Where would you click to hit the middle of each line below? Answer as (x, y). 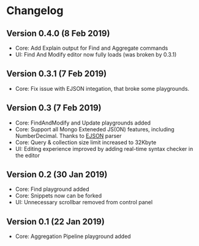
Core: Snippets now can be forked (58, 196)
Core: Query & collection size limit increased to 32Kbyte (86, 142)
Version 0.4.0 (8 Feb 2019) (58, 33)
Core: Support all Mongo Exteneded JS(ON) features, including (95, 129)
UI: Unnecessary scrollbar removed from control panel (84, 202)
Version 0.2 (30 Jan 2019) (57, 175)
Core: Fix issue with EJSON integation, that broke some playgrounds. (102, 88)
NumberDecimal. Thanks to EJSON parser (68, 136)
